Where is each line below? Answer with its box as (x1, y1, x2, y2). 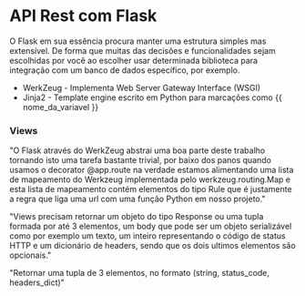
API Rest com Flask (9, 5, 158, 26)
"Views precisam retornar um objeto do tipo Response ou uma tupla (9, 211, 264, 222)
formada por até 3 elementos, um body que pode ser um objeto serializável (9, 220, 292, 232)
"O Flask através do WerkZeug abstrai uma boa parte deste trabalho (9, 145, 266, 156)
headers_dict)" (9, 277, 66, 288)
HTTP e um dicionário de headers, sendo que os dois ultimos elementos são (9, 240, 296, 251)
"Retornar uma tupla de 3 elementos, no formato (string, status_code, (9, 268, 270, 279)
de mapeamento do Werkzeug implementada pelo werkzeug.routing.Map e (9, 174, 291, 185)
